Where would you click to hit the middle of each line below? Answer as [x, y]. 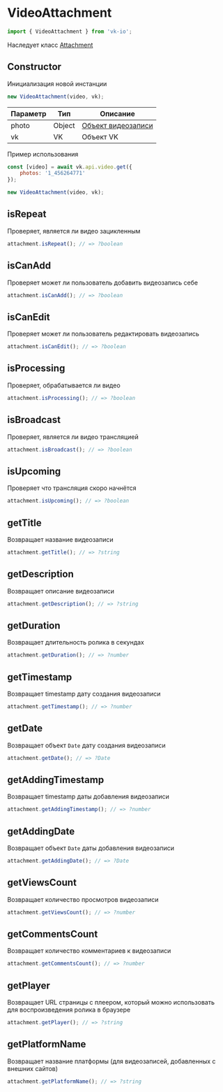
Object [64, 125]
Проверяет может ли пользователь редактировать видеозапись [103, 334]
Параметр [29, 113]
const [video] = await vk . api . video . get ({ [70, 167]
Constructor [34, 67]
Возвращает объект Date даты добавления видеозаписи [91, 848]
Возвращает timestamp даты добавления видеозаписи [88, 797]
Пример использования [43, 154]
